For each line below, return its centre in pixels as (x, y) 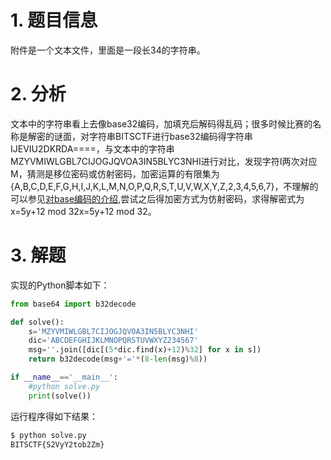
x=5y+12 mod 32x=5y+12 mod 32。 (83, 211)
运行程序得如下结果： (54, 416)
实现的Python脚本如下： (60, 285)
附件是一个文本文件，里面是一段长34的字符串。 (108, 50)
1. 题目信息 (54, 20)
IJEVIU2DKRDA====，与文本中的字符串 (92, 148)
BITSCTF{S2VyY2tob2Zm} (57, 444)
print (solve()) (60, 396)
